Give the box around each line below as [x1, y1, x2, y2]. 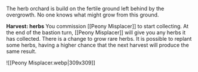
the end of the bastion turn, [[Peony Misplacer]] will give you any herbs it [6, 29, 186, 36]
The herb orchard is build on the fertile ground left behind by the [6, 5, 165, 12]
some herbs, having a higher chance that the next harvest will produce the [6, 41, 189, 48]
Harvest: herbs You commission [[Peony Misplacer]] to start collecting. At [6, 23, 189, 30]
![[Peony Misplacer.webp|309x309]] [6, 59, 95, 66]
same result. [6, 48, 37, 55]
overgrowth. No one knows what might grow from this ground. [6, 11, 159, 18]
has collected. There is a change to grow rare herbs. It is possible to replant [6, 35, 192, 42]
